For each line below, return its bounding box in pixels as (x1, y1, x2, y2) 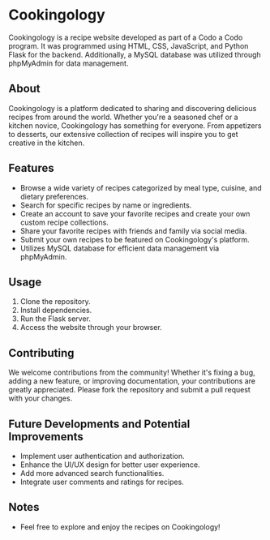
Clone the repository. (19, 297, 91, 306)
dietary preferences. (19, 191, 89, 201)
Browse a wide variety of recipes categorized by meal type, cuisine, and (19, 182, 262, 192)
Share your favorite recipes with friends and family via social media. (19, 225, 247, 236)
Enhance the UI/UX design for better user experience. (19, 460, 200, 469)
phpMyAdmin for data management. (8, 58, 129, 68)
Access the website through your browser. (19, 323, 162, 332)
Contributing (8, 346, 75, 360)
